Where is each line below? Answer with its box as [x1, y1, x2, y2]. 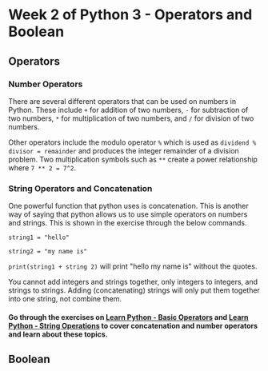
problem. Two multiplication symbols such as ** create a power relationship [8, 154, 258, 164]
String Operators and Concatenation [8, 182, 153, 193]
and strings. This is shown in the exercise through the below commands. [8, 218, 247, 228]
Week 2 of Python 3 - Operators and [8, 6, 253, 24]
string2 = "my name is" [8, 248, 88, 256]
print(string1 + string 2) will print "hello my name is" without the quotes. [8, 261, 258, 271]
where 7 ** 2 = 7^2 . [8, 162, 76, 173]
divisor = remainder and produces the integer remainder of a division [8, 146, 240, 155]
